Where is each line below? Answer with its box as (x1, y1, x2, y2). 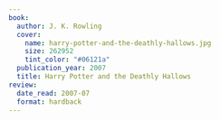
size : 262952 (24, 47, 74, 56)
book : (8, 13, 29, 23)
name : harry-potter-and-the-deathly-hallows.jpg (24, 38, 212, 48)
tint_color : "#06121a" (24, 55, 110, 64)
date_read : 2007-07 (16, 88, 91, 97)
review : (8, 80, 38, 89)
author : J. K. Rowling (16, 22, 102, 31)
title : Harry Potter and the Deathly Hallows (16, 72, 192, 81)
